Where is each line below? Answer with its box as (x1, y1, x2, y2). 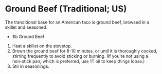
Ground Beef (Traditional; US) (5, 3, 127, 14)
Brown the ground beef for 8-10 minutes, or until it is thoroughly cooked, (12, 48, 158, 54)
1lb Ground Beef (12, 34, 45, 39)
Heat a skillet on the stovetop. (12, 43, 72, 49)
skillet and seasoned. (5, 24, 48, 30)
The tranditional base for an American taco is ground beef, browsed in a (5, 19, 149, 25)
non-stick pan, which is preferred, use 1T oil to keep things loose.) (12, 58, 145, 64)
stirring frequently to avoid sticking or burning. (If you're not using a (12, 53, 148, 59)
